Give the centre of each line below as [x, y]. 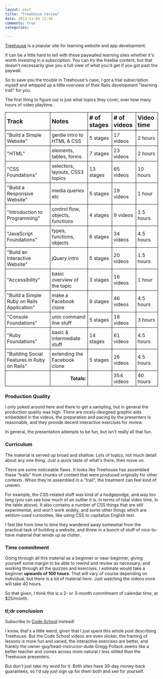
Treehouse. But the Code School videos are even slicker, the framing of [76, 636]
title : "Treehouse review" [32, 14]
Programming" [24, 218]
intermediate [66, 339]
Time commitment [27, 547]
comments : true [20, 23]
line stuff [62, 323]
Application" [21, 307]
